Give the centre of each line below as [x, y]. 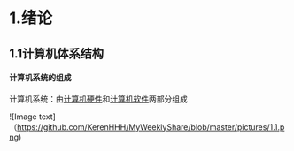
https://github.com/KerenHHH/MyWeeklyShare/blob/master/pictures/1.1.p [151, 127]
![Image [23, 117]
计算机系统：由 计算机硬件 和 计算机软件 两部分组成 [98, 99]
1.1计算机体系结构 [57, 53]
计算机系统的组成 [40, 78]
